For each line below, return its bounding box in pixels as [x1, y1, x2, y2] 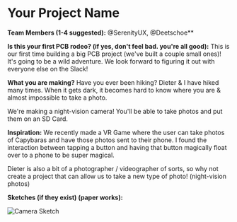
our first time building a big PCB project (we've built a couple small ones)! [7, 49, 221, 58]
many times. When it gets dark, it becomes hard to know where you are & [7, 86, 221, 94]
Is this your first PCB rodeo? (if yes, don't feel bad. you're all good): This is [7, 42, 230, 50]
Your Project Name [7, 5, 120, 21]
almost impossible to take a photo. [7, 93, 108, 102]
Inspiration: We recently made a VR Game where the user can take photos [7, 128, 225, 136]
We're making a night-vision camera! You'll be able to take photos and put [7, 107, 223, 115]
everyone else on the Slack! [7, 64, 88, 73]
